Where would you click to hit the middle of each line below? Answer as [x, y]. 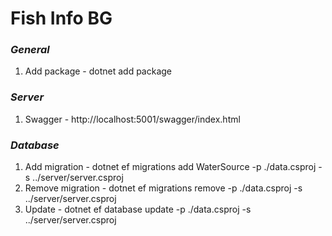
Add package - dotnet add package [98, 71]
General [30, 50]
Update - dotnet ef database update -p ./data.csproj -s [138, 209]
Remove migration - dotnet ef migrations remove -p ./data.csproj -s [163, 188]
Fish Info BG [61, 18]
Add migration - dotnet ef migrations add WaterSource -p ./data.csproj [170, 167]
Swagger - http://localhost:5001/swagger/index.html [132, 119]
